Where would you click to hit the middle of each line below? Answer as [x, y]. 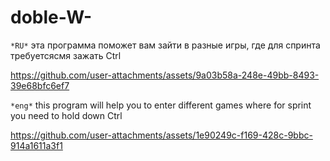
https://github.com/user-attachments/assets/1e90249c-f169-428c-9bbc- [161, 135]
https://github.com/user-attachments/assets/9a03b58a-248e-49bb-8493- [165, 75]
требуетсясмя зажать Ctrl [66, 55]
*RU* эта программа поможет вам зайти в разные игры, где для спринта [165, 45]
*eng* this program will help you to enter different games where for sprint [161, 105]
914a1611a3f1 [36, 145]
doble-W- [51, 17]
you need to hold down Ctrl [66, 115]
